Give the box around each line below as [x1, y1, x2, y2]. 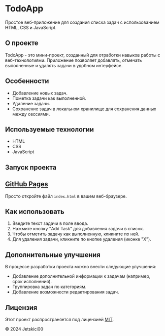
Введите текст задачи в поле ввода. [12, 220, 89, 226]
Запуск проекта [5, 163, 57, 171]
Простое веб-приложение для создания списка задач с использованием [5, 19, 160, 25]
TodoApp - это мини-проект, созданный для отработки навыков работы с [5, 52, 161, 58]
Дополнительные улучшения [5, 251, 101, 259]
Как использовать [5, 207, 65, 215]
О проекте [5, 39, 38, 47]
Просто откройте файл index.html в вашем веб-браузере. [5, 193, 127, 199]
